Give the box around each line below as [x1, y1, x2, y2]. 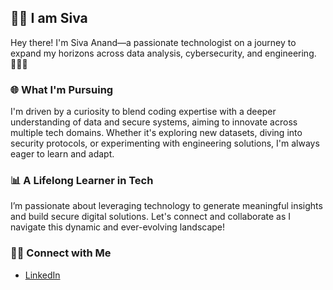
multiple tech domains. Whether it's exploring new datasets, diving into [10, 127, 303, 139]
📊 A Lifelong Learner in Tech [10, 174, 154, 188]
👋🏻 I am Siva [10, 10, 88, 27]
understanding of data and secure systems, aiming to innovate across [10, 116, 298, 128]
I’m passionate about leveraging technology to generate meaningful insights [10, 200, 323, 212]
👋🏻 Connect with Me [10, 246, 112, 260]
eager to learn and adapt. [10, 148, 115, 160]
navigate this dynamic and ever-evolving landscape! [10, 221, 226, 233]
